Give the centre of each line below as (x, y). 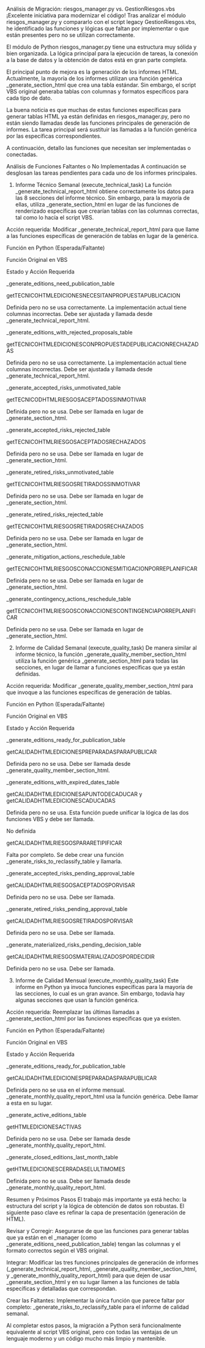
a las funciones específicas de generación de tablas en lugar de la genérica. (102, 236)
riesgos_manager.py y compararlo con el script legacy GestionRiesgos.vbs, (102, 22)
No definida (21, 831)
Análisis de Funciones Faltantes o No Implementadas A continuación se (96, 166)
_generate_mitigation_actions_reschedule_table (66, 557)
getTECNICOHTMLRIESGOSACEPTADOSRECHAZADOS (76, 442)
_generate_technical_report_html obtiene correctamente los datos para (104, 191)
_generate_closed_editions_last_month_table (62, 1157)
